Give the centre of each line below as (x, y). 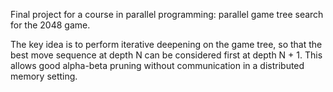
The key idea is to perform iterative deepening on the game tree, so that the (166, 44)
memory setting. (44, 76)
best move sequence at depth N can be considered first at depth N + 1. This (166, 55)
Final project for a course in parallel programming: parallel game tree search (167, 14)
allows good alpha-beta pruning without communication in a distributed (157, 65)
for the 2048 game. (50, 25)
